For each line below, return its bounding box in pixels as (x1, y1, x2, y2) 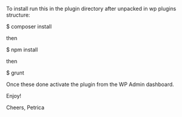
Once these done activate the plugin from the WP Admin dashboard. (6, 81, 174, 88)
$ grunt (6, 69, 24, 76)
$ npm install (6, 46, 38, 53)
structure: (6, 11, 30, 19)
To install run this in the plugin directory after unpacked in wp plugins (6, 5, 177, 12)
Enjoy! (6, 93, 22, 99)
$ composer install (6, 23, 52, 30)
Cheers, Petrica (6, 104, 45, 111)
